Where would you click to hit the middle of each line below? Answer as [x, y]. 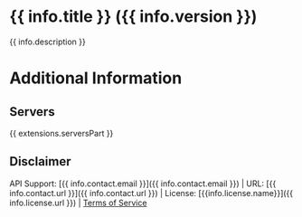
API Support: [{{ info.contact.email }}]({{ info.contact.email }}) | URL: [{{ [143, 184]
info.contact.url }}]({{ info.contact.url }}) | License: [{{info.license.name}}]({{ [151, 193]
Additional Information [96, 78]
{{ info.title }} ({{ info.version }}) [133, 17]
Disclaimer [40, 161]
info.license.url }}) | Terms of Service [78, 203]
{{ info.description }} [47, 42]
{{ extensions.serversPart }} [61, 133]
